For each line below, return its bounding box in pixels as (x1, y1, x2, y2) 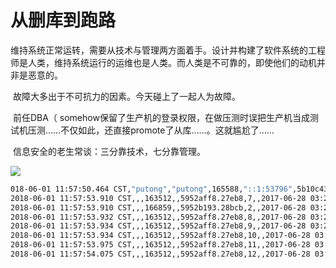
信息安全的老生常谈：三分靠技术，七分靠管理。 (12, 145, 206, 157)
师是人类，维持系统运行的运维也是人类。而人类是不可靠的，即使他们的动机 (10, 56, 317, 68)
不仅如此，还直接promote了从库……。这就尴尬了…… (60, 124, 275, 136)
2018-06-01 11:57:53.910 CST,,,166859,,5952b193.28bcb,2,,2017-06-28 (10, 202, 307, 213)
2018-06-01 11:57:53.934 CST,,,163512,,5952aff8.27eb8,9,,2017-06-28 (10, 221, 307, 231)
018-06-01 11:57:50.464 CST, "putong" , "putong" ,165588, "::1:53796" (10, 184, 293, 194)
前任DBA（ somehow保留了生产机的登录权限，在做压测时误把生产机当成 (12, 111, 310, 123)
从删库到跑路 (10, 9, 117, 32)
